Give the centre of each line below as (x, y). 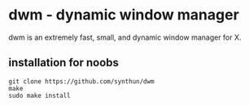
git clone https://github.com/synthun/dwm (81, 81)
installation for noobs (64, 63)
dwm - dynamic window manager (124, 15)
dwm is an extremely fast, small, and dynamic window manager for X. (125, 37)
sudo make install (39, 95)
